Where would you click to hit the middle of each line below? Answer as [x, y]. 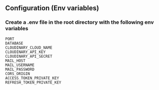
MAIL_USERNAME [20, 65]
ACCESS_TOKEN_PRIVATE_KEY [32, 78]
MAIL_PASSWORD [20, 69]
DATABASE [14, 43]
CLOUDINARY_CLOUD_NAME [29, 47]
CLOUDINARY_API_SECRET [29, 56]
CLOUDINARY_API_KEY [25, 52]
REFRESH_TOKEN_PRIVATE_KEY [33, 82]
